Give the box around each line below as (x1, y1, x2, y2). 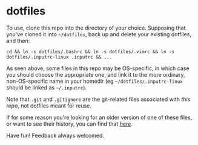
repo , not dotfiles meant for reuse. (6, 101, 92, 109)
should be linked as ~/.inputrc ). (6, 83, 87, 91)
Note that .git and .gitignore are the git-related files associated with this (6, 95, 191, 103)
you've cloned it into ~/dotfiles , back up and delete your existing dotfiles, (6, 30, 192, 37)
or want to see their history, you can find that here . (6, 120, 133, 127)
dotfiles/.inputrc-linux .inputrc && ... (6, 54, 113, 60)
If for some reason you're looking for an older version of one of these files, (6, 114, 193, 121)
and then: (6, 37, 30, 44)
